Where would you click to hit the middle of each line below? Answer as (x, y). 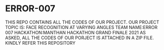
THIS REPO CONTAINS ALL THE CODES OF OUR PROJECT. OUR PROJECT (82, 22)
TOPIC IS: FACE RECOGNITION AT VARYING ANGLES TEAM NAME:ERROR (82, 27)
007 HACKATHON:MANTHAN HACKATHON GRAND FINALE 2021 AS (76, 32)
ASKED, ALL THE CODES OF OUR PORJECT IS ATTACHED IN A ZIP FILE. (80, 38)
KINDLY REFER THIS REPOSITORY (40, 43)
